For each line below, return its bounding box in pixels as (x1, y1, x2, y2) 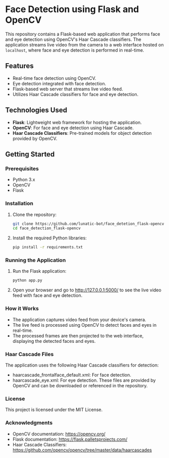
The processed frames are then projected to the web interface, (12, 332, 144, 339)
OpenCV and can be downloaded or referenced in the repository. (12, 382, 148, 388)
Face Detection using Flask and (5, 4, 139, 15)
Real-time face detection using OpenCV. (12, 75, 96, 81)
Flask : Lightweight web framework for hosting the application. (12, 119, 142, 125)
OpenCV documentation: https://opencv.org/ (12, 431, 106, 437)
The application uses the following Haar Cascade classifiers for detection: (5, 362, 159, 368)
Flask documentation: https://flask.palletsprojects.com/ (12, 436, 128, 442)
